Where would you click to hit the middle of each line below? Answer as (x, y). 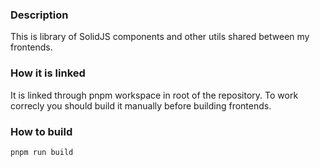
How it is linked (48, 73)
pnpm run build (42, 152)
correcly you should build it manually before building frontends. (141, 105)
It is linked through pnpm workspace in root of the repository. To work (154, 95)
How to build (41, 131)
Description (39, 15)
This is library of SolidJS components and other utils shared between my (160, 37)
